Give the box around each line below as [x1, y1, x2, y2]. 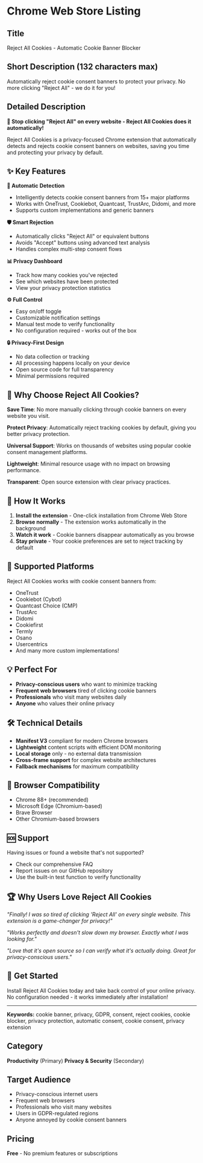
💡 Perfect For [7, 664, 58, 674]
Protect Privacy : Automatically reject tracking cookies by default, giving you [7, 424, 196, 431]
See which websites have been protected [15, 278, 119, 285]
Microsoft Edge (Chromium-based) [15, 803, 103, 810]
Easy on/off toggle [15, 308, 62, 315]
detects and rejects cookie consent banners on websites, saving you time [7, 142, 190, 149]
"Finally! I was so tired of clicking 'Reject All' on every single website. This [7, 911, 191, 918]
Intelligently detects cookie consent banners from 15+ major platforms [15, 194, 190, 201]
